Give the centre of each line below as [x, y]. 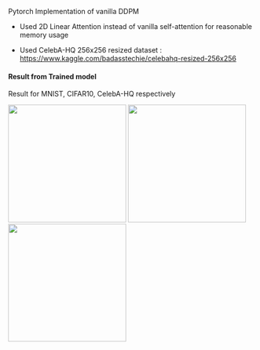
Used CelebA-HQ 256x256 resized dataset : [91, 50]
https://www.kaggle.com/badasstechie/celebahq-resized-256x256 [128, 58]
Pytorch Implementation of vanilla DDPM [74, 11]
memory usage [44, 35]
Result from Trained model [52, 76]
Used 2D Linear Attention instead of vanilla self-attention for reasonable [136, 26]
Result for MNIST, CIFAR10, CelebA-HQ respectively [92, 94]
